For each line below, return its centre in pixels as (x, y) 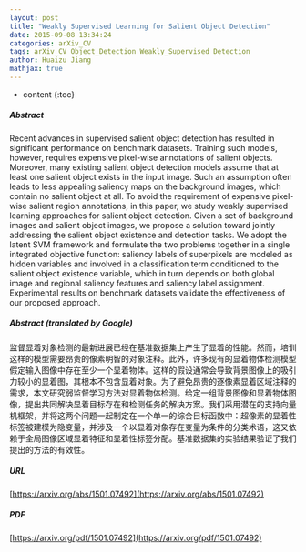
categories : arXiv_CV (51, 43)
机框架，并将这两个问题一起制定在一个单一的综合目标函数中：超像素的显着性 (153, 416)
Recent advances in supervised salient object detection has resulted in (142, 138)
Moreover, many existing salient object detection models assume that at (144, 167)
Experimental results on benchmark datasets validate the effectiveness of (148, 293)
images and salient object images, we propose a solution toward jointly (143, 225)
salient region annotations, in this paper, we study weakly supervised (158, 206)
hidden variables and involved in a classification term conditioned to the (144, 264)
